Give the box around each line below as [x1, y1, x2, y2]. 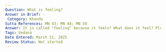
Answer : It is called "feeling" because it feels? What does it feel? [5, 26, 154, 31]
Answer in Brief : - [5, 12, 45, 17]
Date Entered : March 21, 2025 [5, 35, 68, 40]
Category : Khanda [7, 16, 43, 21]
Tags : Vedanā [5, 30, 32, 35]
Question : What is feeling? [5, 7, 63, 12]
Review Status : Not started [5, 40, 63, 45]
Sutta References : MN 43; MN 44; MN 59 [5, 21, 87, 26]
